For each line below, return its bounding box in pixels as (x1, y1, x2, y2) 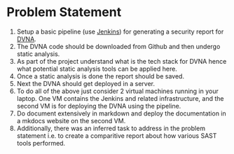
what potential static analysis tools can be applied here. (16, 64, 178, 73)
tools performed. (16, 139, 66, 147)
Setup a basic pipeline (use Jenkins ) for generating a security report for (16, 27, 224, 36)
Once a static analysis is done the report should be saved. (16, 71, 185, 80)
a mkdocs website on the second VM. (16, 116, 126, 125)
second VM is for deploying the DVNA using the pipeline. (16, 101, 181, 110)
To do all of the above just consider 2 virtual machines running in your (16, 87, 219, 95)
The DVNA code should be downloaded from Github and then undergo (16, 42, 221, 50)
